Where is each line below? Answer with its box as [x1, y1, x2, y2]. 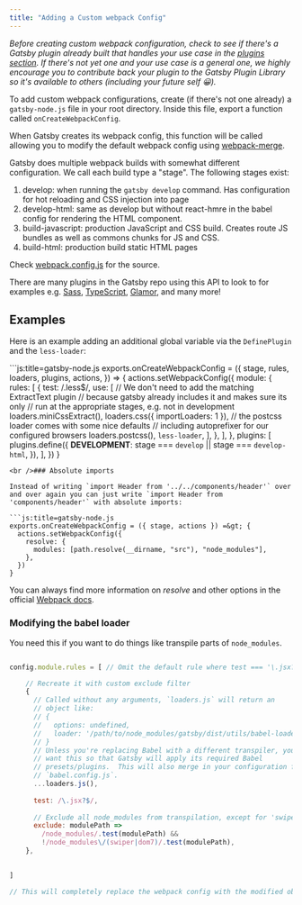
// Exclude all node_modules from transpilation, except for [32, 812, 268, 822]
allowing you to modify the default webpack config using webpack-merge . [9, 140, 285, 150]
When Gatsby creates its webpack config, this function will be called [9, 130, 263, 140]
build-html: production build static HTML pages [22, 241, 198, 252]
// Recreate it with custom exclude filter [25, 679, 191, 688]
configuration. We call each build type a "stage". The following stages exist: [9, 167, 289, 177]
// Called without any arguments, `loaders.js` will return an [32, 695, 276, 705]
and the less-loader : [9, 346, 87, 357]
